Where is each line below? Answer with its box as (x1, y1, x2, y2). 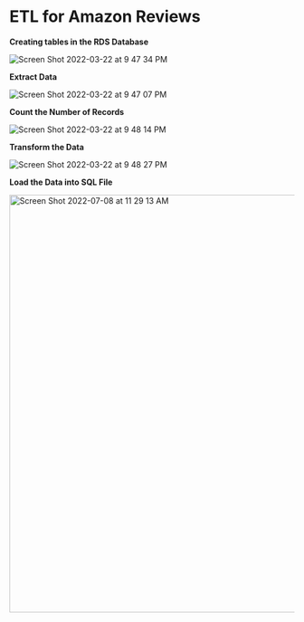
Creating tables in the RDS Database (9, 36, 149, 47)
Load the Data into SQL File (9, 177, 113, 187)
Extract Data (9, 71, 57, 82)
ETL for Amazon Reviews (9, 6, 201, 27)
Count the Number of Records (9, 106, 125, 117)
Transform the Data (9, 141, 84, 152)
